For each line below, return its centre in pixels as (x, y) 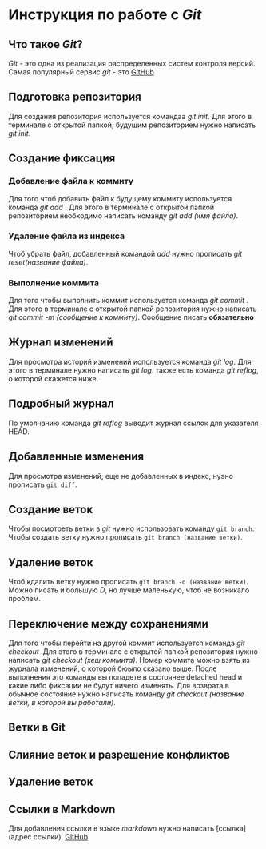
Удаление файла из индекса (67, 236)
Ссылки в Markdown (62, 809)
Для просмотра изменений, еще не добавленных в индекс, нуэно (121, 476)
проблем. (25, 599)
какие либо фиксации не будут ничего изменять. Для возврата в (119, 685)
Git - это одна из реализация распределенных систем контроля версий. (132, 63)
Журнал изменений (61, 343)
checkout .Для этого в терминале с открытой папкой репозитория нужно (133, 651)
